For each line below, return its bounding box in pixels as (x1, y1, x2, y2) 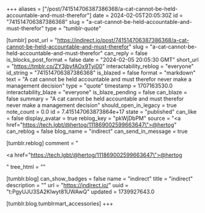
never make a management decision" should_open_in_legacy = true (6, 102, 177, 109)
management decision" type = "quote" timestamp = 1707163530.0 (6, 82, 173, 89)
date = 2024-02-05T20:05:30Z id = (92, 12, 184, 19)
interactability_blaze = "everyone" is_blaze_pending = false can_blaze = (6, 89, 188, 95)
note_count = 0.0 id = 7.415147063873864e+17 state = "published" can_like (6, 108, 197, 115)
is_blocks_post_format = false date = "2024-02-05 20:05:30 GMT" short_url (6, 56, 199, 63)
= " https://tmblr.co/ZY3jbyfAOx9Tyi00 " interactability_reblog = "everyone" (6, 62, 194, 70)
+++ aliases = (6, 6, 42, 12)
